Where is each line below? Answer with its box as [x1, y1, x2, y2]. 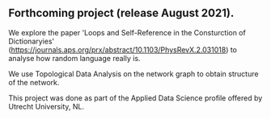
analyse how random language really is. [8, 53, 141, 63]
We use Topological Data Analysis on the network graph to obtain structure [8, 68, 259, 79]
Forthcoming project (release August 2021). [8, 6, 235, 20]
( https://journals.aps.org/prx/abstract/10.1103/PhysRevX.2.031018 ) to [8, 44, 237, 55]
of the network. [8, 77, 60, 87]
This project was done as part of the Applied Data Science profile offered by [8, 92, 263, 103]
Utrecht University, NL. [8, 101, 85, 111]
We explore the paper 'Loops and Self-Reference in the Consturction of [8, 27, 247, 37]
